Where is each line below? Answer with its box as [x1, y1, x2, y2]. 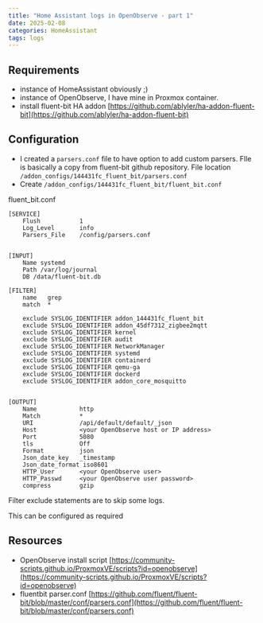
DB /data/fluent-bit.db [22, 272, 102, 281]
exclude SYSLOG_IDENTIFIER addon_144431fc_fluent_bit [22, 314, 204, 322]
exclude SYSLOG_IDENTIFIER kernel [22, 328, 137, 337]
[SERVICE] [8, 210, 41, 218]
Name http [22, 405, 94, 413]
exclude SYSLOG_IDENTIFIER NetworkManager [22, 342, 165, 350]
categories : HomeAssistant [8, 26, 98, 34]
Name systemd [22, 259, 66, 267]
